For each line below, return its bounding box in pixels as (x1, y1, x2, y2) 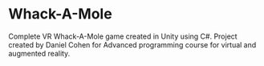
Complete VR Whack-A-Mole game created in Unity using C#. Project (8, 31, 238, 41)
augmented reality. (8, 48, 71, 58)
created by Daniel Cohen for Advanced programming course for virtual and (8, 39, 257, 49)
